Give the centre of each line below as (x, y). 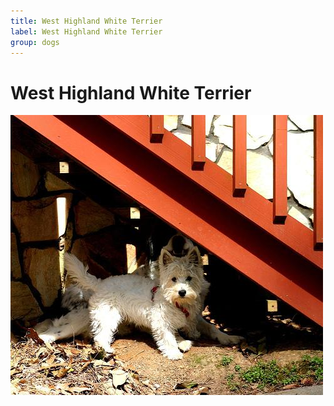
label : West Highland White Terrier (86, 31)
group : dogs (35, 42)
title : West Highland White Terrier (86, 21)
